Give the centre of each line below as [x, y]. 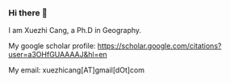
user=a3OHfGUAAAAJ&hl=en [58, 55]
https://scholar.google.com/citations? [159, 46]
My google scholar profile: [52, 46]
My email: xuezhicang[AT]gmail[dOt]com [77, 70]
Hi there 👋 [28, 13]
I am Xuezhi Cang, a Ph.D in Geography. [75, 31]
